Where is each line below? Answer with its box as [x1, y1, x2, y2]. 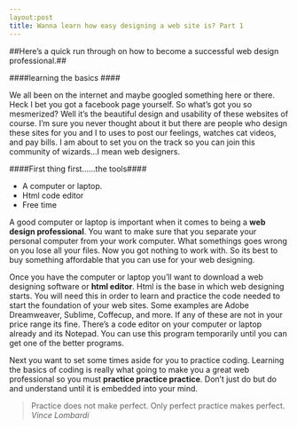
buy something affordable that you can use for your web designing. [9, 254, 255, 265]
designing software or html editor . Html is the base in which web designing [9, 281, 285, 291]
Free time [21, 199, 58, 210]
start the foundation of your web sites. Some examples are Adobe [9, 299, 250, 311]
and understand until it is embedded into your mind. [9, 383, 198, 393]
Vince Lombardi [30, 409, 90, 420]
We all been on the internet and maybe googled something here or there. [9, 90, 276, 100]
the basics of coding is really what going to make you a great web [9, 364, 250, 375]
